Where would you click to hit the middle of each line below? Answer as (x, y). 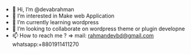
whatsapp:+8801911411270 (45, 44)
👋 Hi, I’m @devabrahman (43, 9)
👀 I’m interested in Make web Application (63, 16)
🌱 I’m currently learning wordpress (55, 22)
